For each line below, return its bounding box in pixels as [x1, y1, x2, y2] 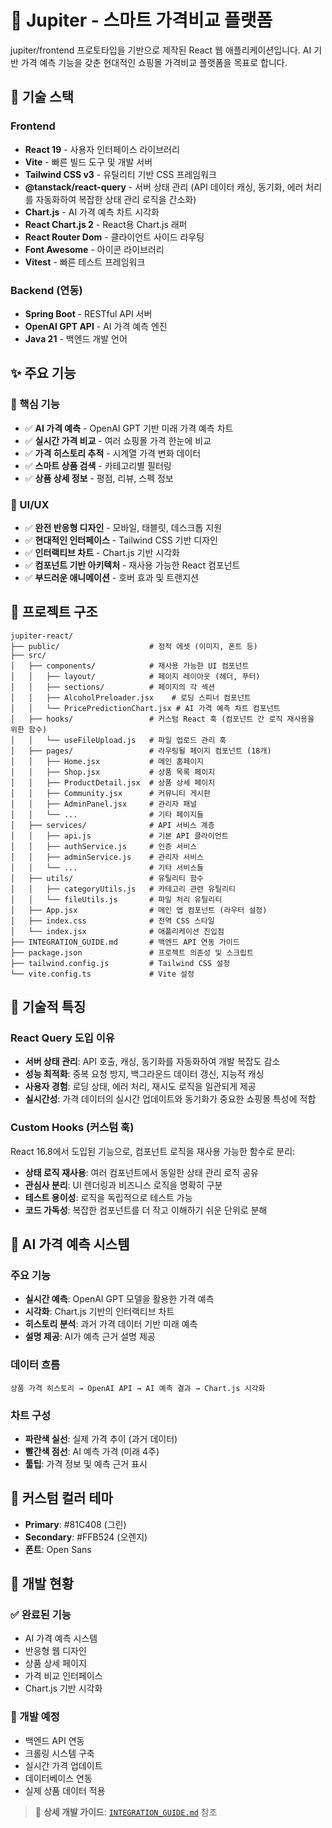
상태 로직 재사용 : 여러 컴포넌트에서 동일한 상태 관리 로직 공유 [24, 1166, 259, 1178]
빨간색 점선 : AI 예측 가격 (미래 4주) [24, 1445, 160, 1457]
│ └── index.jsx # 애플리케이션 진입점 [10, 926, 225, 936]
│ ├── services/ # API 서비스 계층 [10, 820, 215, 830]
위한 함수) [10, 724, 48, 735]
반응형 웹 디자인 [24, 1645, 87, 1657]
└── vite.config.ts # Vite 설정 [10, 969, 195, 979]
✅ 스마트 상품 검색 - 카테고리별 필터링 [24, 459, 172, 471]
